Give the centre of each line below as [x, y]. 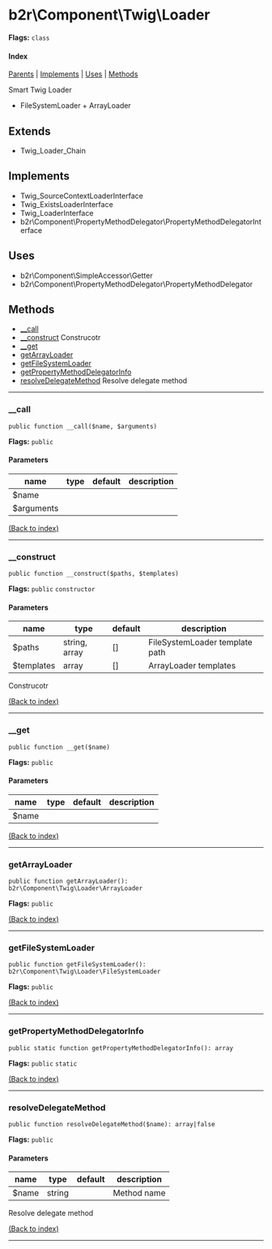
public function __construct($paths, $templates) [94, 574]
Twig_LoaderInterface [57, 213]
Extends [30, 131]
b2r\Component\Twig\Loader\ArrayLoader [76, 888]
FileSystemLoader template [200, 642]
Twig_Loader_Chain [53, 150]
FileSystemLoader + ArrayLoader [75, 106]
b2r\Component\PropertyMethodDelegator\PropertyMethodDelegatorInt [140, 222]
